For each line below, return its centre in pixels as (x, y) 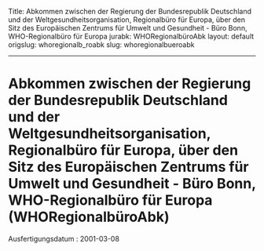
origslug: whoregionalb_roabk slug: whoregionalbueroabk (101, 45)
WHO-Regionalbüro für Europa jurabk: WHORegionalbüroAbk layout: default (131, 36)
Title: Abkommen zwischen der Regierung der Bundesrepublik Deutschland (130, 11)
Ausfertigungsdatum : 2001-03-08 (64, 238)
